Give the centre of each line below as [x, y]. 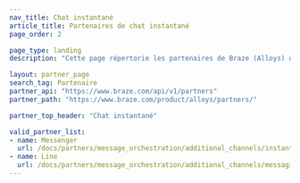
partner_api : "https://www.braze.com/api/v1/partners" [113, 91]
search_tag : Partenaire [54, 83]
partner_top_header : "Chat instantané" [83, 116]
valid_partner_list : [48, 132]
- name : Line [33, 157]
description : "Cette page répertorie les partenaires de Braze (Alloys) [147, 59]
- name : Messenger [43, 140]
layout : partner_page [50, 75]
